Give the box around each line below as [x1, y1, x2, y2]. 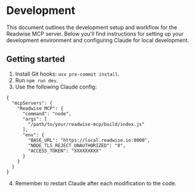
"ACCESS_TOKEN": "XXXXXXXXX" [28, 148, 102, 154]
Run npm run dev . [15, 76, 59, 84]
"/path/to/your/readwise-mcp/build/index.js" [28, 121, 145, 127]
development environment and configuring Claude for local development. [6, 36, 190, 44]
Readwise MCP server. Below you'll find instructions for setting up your [6, 30, 184, 37]
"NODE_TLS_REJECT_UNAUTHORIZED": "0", [28, 142, 126, 148]
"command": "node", [22, 110, 71, 117]
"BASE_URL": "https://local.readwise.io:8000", [28, 137, 150, 143]
